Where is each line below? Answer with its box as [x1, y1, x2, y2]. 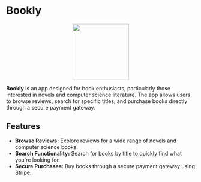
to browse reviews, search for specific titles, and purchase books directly [6, 97, 188, 105]
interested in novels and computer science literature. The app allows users [6, 91, 191, 98]
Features [6, 121, 40, 132]
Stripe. [14, 169, 32, 176]
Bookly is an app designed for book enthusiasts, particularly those [6, 84, 171, 92]
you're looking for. [14, 156, 61, 163]
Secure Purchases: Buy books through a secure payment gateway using [14, 162, 195, 169]
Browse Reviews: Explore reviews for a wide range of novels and [14, 137, 177, 144]
